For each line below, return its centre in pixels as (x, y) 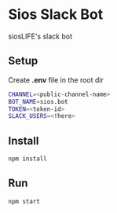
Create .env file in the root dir (56, 79)
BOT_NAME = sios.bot (38, 101)
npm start (24, 201)
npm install (27, 159)
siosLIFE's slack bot (40, 36)
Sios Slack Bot (56, 15)
